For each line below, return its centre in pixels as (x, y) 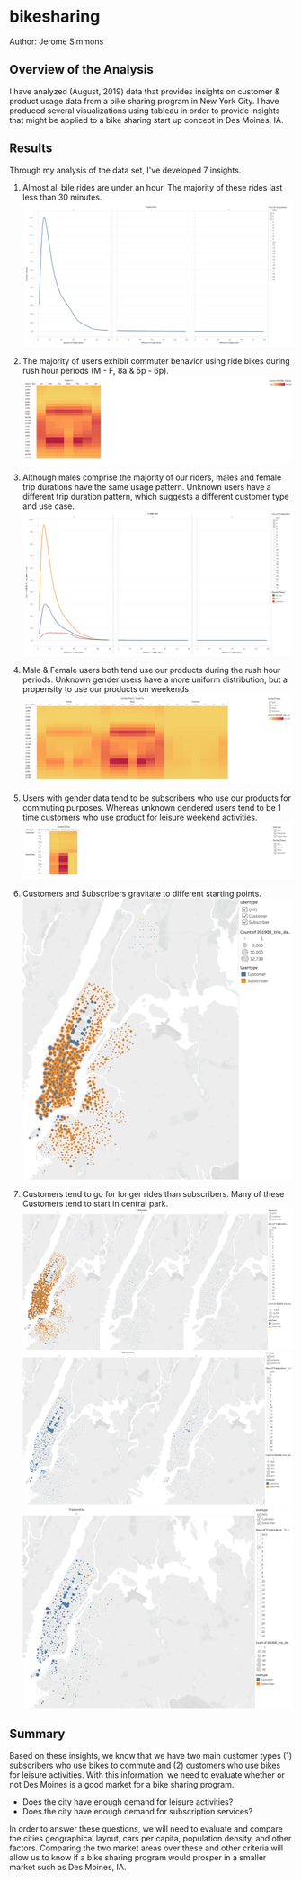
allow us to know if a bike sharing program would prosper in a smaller (138, 1857)
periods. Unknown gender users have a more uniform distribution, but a (155, 679)
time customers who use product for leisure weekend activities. (140, 817)
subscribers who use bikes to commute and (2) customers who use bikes (145, 1765)
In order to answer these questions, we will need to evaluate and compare (146, 1828)
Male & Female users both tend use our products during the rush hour (151, 670)
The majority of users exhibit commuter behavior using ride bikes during (156, 361)
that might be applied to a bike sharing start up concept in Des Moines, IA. (147, 120)
